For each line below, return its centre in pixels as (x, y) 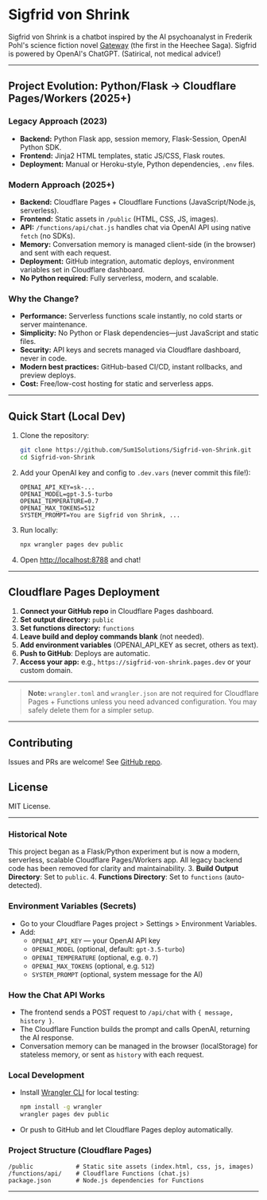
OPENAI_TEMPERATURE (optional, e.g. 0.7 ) (95, 957)
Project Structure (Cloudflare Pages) (80, 1150)
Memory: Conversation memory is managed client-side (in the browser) (137, 244)
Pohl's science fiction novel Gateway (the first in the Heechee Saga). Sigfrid (132, 45)
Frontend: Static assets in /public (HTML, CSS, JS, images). (119, 219)
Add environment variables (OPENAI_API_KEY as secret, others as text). (139, 645)
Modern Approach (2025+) (62, 185)
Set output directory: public (67, 620)
